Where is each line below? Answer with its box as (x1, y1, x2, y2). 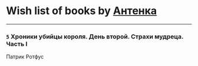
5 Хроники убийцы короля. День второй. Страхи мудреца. (6, 32, 184, 41)
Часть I (6, 39, 28, 48)
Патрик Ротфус (6, 53, 44, 60)
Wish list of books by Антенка (6, 4, 157, 18)
